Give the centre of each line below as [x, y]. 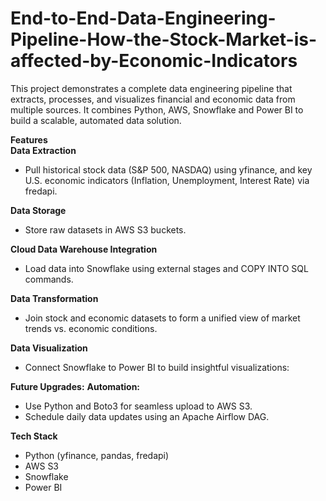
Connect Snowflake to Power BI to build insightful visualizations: [157, 367]
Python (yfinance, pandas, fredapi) [97, 455]
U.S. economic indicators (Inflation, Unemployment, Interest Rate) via [167, 180]
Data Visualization [49, 348]
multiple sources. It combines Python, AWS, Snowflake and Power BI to [157, 109]
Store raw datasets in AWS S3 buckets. [105, 229]
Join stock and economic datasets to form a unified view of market [162, 318]
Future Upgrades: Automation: [75, 386]
